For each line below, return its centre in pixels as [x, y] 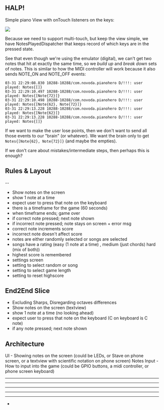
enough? [14, 156]
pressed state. [20, 49]
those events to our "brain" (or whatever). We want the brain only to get [77, 136]
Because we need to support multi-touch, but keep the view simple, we [77, 38]
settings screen [28, 260]
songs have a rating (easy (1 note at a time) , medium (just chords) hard [84, 244]
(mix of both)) [26, 250]
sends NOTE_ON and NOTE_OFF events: [46, 74]
